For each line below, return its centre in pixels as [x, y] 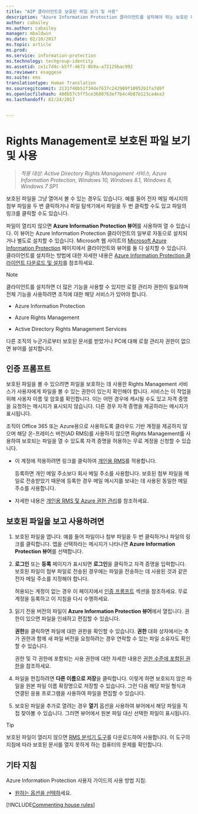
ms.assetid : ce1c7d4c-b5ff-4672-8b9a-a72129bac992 [70, 67]
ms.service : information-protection [51, 56]
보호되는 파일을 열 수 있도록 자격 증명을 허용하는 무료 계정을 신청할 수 [101, 441]
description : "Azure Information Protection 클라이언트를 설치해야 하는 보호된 [97, 17]
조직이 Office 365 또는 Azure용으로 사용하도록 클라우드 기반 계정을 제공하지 [94, 426]
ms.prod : [17, 50]
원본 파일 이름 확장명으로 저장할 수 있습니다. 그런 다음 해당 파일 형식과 [106, 686]
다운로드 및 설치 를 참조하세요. [60, 262]
